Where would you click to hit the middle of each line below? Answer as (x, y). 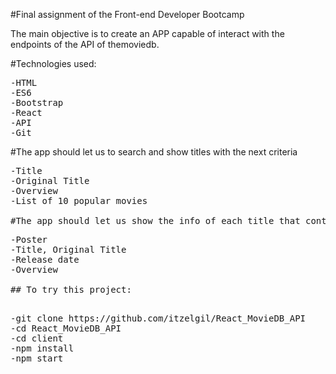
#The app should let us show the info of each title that (155, 220)
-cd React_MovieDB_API (66, 328)
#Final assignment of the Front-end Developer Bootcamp (127, 14)
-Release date (45, 259)
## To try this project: (71, 289)
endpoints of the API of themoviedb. (85, 44)
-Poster (29, 239)
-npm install (42, 348)
